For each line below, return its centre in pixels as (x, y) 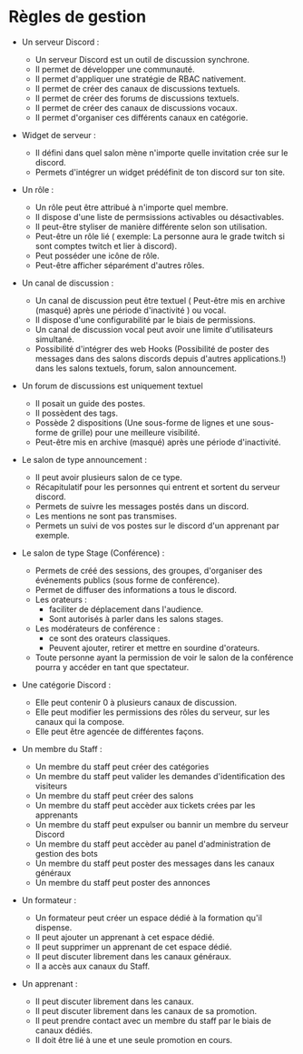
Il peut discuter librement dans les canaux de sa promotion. (146, 1010)
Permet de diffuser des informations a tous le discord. (136, 589)
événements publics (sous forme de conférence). (127, 580)
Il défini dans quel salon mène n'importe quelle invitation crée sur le (161, 153)
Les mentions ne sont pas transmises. (106, 516)
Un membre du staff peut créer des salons (114, 795)
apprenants (57, 815)
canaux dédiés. (64, 1030)
